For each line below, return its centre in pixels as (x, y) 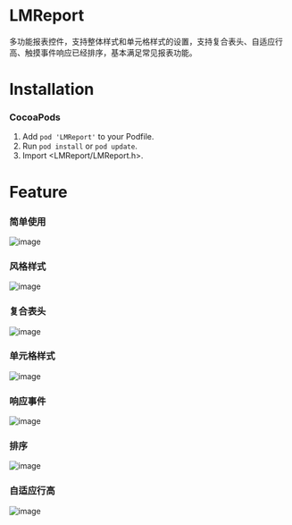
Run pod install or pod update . (80, 146)
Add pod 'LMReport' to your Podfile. (88, 137)
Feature (38, 192)
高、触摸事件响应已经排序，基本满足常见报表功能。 (103, 52)
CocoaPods (35, 117)
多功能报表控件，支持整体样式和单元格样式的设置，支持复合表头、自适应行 (146, 41)
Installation (52, 89)
